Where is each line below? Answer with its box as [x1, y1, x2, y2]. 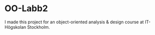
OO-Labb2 [4, 3, 48, 14]
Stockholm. [27, 24, 50, 30]
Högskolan [4, 24, 26, 30]
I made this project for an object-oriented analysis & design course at [4, 19, 144, 25]
